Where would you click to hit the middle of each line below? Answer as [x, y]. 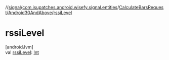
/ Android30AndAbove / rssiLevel [39, 13]
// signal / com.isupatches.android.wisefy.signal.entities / [62, 7]
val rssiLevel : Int [22, 52]
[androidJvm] [19, 47]
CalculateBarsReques [141, 7]
